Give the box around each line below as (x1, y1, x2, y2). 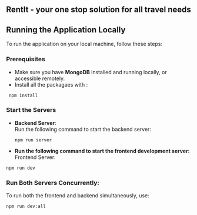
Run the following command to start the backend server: (14, 125, 152, 133)
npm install (8, 92, 38, 98)
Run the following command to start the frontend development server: (14, 147, 190, 154)
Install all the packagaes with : (14, 81, 88, 88)
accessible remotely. (14, 75, 65, 82)
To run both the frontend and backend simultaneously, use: (6, 192, 150, 199)
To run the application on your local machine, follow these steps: (6, 41, 163, 48)
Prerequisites (6, 55, 45, 64)
